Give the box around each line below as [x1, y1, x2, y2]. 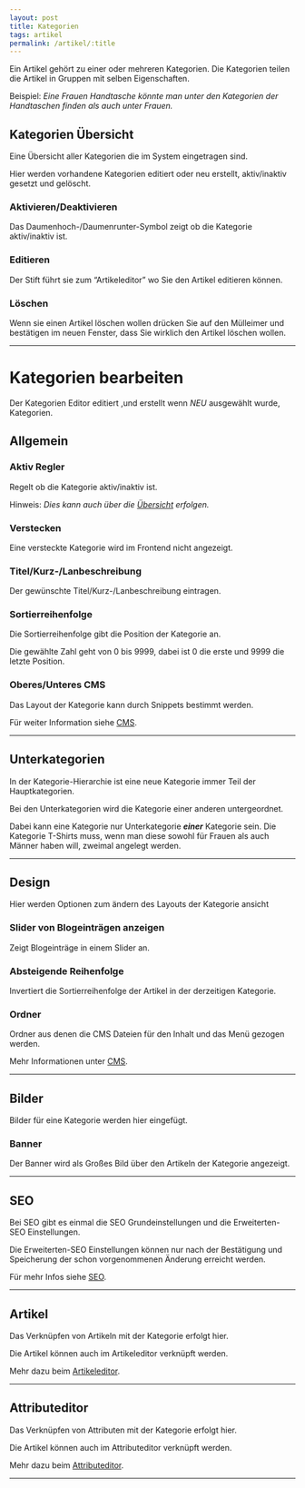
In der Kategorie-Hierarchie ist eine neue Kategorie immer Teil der [9, 775, 256, 786]
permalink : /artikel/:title [9, 38, 116, 48]
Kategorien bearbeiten [9, 368, 184, 389]
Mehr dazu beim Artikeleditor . [9, 1365, 121, 1376]
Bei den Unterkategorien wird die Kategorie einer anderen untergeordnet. [9, 803, 284, 813]
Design [9, 874, 51, 890]
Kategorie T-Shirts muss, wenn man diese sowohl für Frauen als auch [9, 830, 270, 841]
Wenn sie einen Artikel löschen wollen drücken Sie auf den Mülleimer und [9, 317, 284, 328]
